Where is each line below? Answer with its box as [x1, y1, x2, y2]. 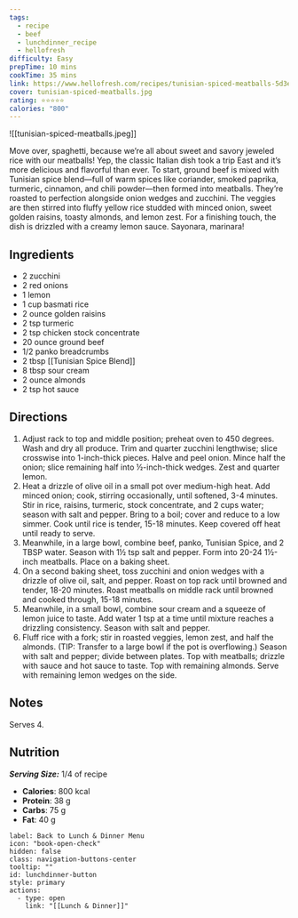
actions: [9, 886, 42, 895]
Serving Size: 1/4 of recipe [9, 769, 108, 779]
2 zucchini [21, 270, 60, 281]
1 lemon [21, 290, 51, 301]
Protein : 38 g [21, 795, 71, 806]
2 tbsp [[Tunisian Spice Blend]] [21, 356, 136, 366]
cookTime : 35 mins [9, 71, 77, 80]
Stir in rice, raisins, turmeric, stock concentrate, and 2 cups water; [21, 499, 264, 510]
